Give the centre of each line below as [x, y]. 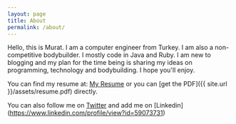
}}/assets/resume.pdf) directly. [52, 92]
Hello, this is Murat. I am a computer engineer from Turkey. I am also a [111, 48]
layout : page [27, 14]
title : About [27, 21]
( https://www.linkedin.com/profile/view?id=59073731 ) [86, 113]
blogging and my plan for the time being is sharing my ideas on [100, 63]
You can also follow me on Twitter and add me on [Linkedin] [96, 105]
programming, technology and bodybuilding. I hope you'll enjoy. [101, 70]
